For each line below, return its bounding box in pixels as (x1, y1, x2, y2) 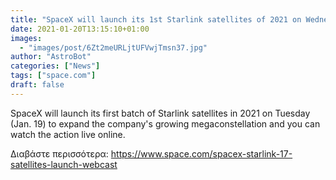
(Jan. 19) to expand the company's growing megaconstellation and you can (10, 117, 321, 130)
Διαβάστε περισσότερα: (10, 147, 109, 160)
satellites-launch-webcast (10, 158, 118, 170)
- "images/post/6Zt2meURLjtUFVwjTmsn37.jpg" (19, 42, 208, 53)
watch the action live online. (10, 128, 126, 140)
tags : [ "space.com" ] (10, 71, 97, 81)
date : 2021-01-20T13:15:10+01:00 (10, 24, 150, 34)
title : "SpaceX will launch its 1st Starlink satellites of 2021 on (10, 14, 302, 25)
